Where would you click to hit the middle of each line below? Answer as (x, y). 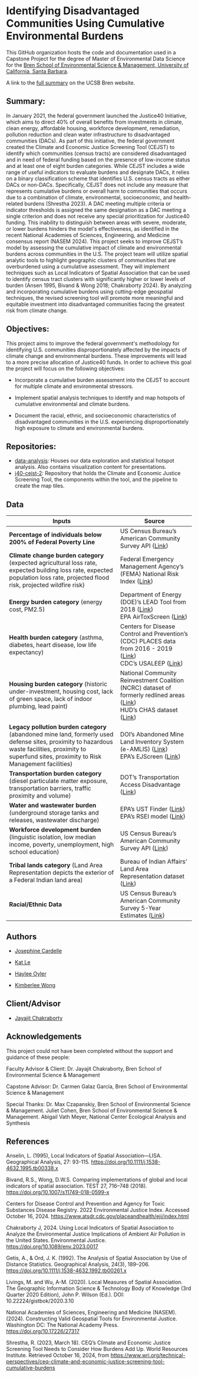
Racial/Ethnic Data (35, 904)
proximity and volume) (40, 796)
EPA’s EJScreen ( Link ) (150, 757)
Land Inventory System (152, 742)
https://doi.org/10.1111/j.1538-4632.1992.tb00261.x (66, 1271)
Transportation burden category (55, 774)
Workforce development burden (55, 830)
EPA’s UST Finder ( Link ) (153, 809)
